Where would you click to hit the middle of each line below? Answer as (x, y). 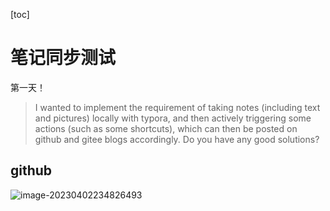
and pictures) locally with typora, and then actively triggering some (173, 118)
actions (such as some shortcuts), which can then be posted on (166, 128)
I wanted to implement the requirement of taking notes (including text (177, 107)
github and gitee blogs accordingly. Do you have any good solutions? (177, 139)
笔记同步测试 (63, 58)
